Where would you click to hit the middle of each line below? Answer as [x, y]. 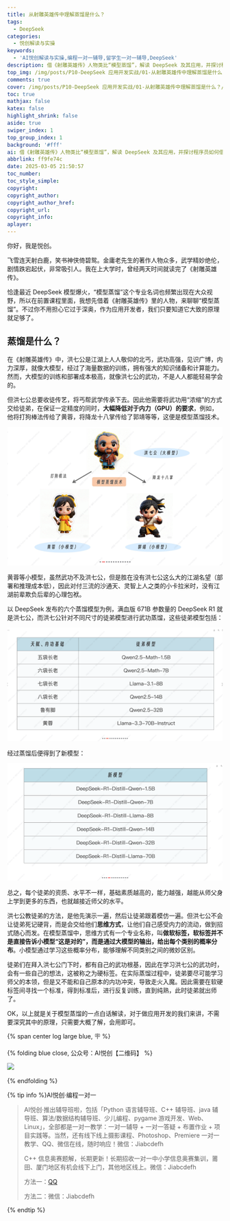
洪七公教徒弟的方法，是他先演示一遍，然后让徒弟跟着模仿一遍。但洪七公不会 [115, 916]
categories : [24, 36]
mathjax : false [29, 102]
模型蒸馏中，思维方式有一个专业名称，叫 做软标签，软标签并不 [136, 933]
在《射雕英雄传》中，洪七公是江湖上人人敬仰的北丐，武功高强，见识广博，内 [115, 359]
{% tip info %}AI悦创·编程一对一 [52, 1095]
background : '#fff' [35, 145]
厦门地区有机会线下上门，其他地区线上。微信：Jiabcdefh [116, 1167]
